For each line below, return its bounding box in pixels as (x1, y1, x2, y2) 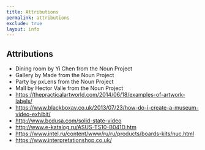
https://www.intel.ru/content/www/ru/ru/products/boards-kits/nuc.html (15, 130, 195, 138)
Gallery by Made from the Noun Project (15, 72, 114, 79)
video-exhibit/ (15, 111, 51, 118)
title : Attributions (6, 9, 59, 15)
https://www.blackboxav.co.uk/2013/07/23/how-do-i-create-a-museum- (15, 104, 199, 111)
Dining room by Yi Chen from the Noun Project (15, 65, 133, 72)
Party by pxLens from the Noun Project (15, 78, 114, 86)
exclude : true (6, 20, 43, 26)
